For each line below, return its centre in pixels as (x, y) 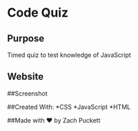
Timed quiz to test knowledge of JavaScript (69, 55)
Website (25, 77)
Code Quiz (38, 13)
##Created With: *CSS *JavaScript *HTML (69, 107)
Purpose (26, 38)
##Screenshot (27, 93)
